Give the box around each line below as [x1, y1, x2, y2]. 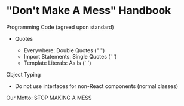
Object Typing [6, 71, 41, 78]
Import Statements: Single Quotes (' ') [23, 53, 117, 60]
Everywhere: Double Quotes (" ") [23, 46, 105, 54]
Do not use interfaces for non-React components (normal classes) [14, 82, 178, 90]
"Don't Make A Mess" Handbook [6, 4, 171, 17]
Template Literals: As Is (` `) [23, 59, 91, 66]
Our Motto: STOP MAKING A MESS [6, 94, 92, 101]
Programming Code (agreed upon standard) [6, 23, 115, 31]
